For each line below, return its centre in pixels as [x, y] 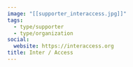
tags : [15, 20]
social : [19, 40]
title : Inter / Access [40, 53]
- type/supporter [39, 27]
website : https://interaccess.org [64, 46]
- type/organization [43, 33]
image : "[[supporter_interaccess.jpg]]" [67, 14]
